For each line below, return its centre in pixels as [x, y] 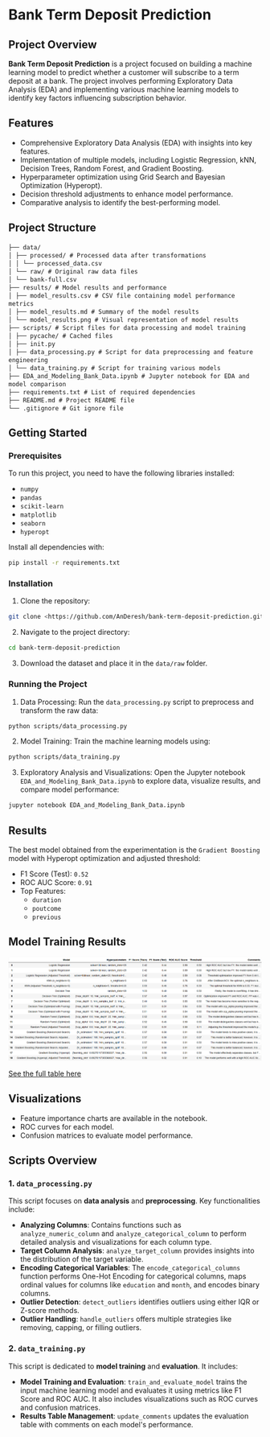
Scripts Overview [53, 1160]
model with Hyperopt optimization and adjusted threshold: [104, 858]
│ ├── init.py [32, 344]
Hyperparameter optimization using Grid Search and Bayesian [123, 177]
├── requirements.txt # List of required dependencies [102, 392]
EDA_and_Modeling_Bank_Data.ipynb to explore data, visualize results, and [140, 781]
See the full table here [45, 1073]
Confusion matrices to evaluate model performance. [106, 1135]
